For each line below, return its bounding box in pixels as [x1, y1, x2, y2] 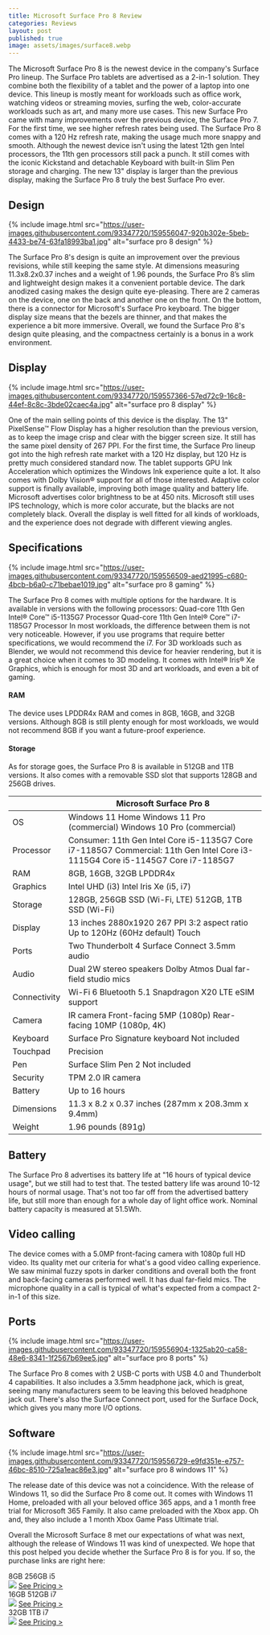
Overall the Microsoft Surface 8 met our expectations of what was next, [8, 1530, 245, 1540]
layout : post [8, 27, 52, 35]
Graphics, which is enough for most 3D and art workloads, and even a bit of [8, 663, 260, 673]
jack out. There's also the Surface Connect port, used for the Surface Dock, [8, 1394, 260, 1404]
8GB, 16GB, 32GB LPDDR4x [67, 867, 175, 879]
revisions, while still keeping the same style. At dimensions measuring [8, 261, 239, 270]
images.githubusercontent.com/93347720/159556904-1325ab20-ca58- [8, 1345, 247, 1354]
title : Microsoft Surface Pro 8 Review [8, 11, 142, 20]
